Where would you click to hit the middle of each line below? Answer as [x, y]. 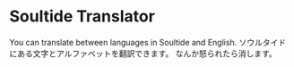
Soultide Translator [82, 17]
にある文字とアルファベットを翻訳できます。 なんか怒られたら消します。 [143, 53]
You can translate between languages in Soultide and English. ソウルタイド [148, 42]
